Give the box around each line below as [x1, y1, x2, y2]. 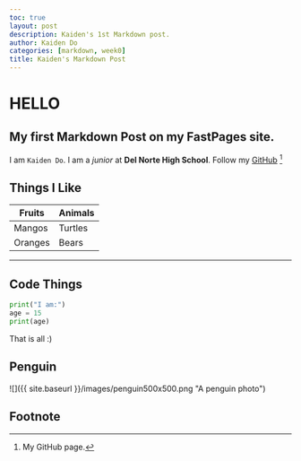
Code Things [9, 276, 83, 291]
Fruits [19, 207, 45, 220]
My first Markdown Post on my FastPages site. [9, 129, 275, 144]
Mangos [13, 222, 48, 234]
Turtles [58, 222, 89, 234]
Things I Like [9, 180, 82, 196]
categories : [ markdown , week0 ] [9, 47, 126, 56]
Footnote [9, 409, 61, 424]
